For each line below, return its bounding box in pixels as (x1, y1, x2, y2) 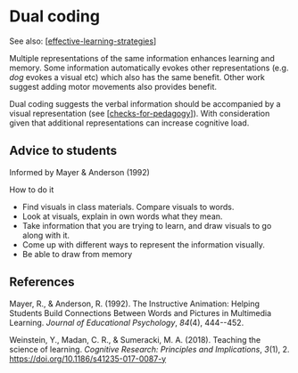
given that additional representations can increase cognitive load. (9, 118, 250, 128)
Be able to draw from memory (21, 248, 133, 259)
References (9, 274, 75, 290)
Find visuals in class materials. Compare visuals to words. (21, 201, 235, 212)
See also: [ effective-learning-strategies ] (9, 36, 157, 46)
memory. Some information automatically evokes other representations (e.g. (9, 62, 289, 73)
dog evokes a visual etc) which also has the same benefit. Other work (9, 71, 266, 82)
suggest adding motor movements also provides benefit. (9, 81, 217, 92)
